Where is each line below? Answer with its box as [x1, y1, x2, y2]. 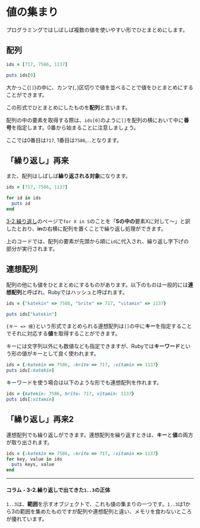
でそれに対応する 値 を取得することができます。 [6, 330, 121, 337]
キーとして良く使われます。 [32, 350, 99, 357]
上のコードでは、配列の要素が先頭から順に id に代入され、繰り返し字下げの [6, 237, 189, 244]
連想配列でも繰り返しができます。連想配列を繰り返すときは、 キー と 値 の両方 [6, 431, 193, 438]
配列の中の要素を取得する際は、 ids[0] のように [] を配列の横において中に [6, 117, 184, 124]
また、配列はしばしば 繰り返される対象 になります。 [6, 172, 131, 180]
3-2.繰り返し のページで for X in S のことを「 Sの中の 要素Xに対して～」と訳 [6, 218, 190, 225]
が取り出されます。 [6, 438, 53, 446]
